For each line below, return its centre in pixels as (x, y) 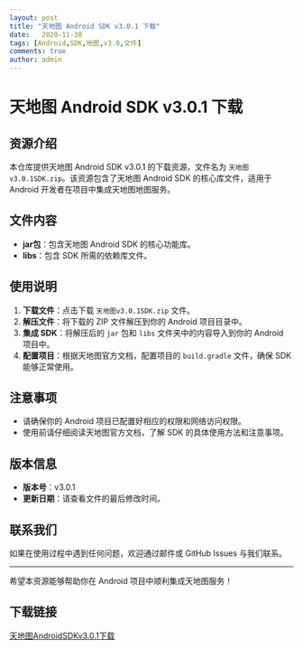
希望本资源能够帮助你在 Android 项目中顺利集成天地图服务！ (121, 581)
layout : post (34, 18)
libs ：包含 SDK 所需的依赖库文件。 (87, 255)
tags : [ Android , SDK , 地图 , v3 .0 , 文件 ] (75, 43)
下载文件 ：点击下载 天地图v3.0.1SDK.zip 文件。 (109, 310)
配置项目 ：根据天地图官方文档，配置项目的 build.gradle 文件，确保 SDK (157, 355)
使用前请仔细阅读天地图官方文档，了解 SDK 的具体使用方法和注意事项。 (155, 433)
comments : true (38, 52)
